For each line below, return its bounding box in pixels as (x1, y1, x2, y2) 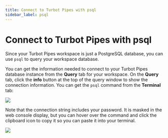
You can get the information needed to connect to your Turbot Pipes (5, 66, 148, 72)
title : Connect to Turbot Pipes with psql (5, 7, 96, 13)
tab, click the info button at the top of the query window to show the (5, 77, 148, 83)
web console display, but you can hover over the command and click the (5, 112, 157, 118)
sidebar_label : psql (5, 12, 49, 17)
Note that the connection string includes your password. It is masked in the (5, 107, 162, 113)
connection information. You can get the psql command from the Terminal (5, 82, 161, 88)
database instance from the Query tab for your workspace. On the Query (5, 72, 159, 78)
